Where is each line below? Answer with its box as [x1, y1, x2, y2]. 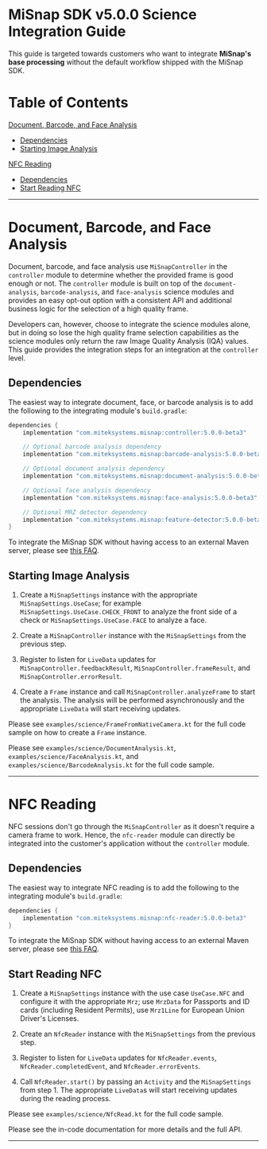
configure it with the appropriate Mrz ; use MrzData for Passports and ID [19, 997, 250, 1007]
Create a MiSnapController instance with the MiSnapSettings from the [19, 631, 246, 641]
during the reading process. [19, 1094, 111, 1104]
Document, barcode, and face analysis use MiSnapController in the [8, 261, 228, 271]
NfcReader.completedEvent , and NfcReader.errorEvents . [19, 1061, 201, 1071]
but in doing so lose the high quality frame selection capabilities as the [8, 328, 240, 337]
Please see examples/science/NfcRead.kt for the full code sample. [8, 1109, 224, 1119]
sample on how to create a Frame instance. [8, 728, 147, 738]
